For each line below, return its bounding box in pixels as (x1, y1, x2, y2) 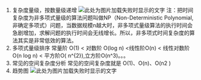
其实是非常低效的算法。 (17, 37, 77, 44)
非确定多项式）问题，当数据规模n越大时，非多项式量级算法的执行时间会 (12, 22, 193, 28)
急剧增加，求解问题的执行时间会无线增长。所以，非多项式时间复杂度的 (12, 29, 190, 36)
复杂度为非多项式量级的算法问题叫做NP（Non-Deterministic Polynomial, (12, 14, 194, 21)
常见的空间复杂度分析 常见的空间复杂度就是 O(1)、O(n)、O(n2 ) (12, 59, 172, 67)
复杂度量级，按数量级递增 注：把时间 (12, 7, 194, 13)
